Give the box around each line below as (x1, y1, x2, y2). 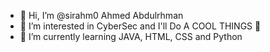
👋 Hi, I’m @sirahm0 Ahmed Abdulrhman (19, 10, 184, 21)
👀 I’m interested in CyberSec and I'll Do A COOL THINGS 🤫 (19, 20, 262, 32)
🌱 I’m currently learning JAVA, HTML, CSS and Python (19, 31, 243, 42)
